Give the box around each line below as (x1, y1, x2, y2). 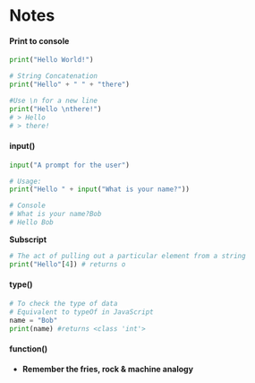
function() (9, 344, 48, 354)
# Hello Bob (9, 218, 54, 227)
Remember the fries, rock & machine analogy (21, 363, 194, 374)
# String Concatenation (9, 72, 98, 81)
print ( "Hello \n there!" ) (9, 104, 102, 113)
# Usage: (9, 177, 42, 186)
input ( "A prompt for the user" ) (9, 161, 130, 170)
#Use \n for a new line (9, 96, 98, 106)
